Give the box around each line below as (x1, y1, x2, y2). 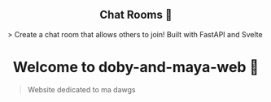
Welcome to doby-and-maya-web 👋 (12, 58, 260, 76)
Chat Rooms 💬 (99, 8, 173, 22)
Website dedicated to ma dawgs (27, 84, 136, 94)
